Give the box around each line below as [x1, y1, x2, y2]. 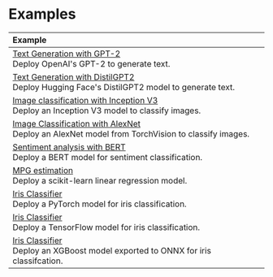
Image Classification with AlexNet [12, 118, 141, 129]
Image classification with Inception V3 [12, 94, 158, 106]
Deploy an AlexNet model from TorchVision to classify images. [12, 128, 250, 139]
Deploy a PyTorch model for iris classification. [12, 198, 187, 210]
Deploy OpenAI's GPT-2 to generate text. [12, 58, 171, 69]
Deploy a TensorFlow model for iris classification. [12, 221, 201, 232]
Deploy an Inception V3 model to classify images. [12, 105, 201, 116]
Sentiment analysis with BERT [12, 141, 126, 153]
